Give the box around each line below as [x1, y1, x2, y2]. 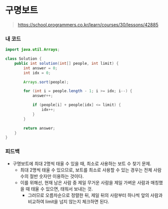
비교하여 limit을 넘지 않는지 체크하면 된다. [27, 198, 110, 204]
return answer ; [23, 126, 56, 131]
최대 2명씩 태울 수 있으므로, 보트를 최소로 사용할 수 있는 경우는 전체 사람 [20, 166, 162, 173]
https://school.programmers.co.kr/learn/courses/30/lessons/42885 [17, 21, 158, 28]
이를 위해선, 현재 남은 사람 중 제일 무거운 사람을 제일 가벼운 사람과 [20, 179, 150, 185]
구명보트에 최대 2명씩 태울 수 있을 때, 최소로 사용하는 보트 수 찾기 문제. [12, 160, 152, 166]
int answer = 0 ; [23, 65, 58, 71]
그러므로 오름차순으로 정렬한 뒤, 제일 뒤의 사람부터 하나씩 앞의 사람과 [27, 192, 163, 198]
